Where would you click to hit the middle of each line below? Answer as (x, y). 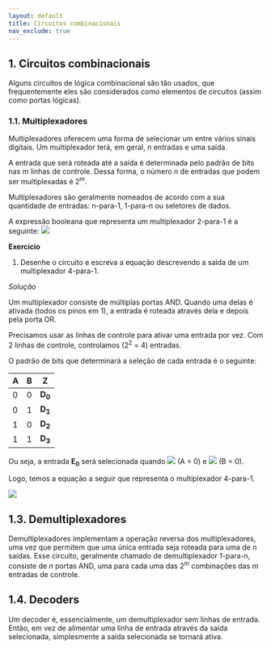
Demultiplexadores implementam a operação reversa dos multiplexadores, (132, 539)
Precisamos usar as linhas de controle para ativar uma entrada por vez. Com (136, 335)
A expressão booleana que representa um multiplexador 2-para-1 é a (123, 221)
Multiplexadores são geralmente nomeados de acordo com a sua (116, 197)
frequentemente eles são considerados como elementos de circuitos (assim (135, 92)
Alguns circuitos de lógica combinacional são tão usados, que (112, 83)
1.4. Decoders (44, 600)
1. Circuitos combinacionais (80, 63)
